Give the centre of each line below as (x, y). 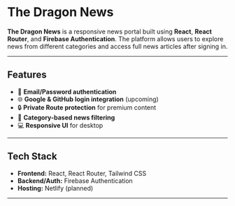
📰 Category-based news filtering (66, 117)
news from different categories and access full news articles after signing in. (117, 46)
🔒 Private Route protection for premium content (87, 107)
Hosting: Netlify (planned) (55, 188)
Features (27, 75)
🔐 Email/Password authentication (67, 91)
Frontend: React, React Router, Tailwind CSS (82, 173)
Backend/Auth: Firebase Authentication (75, 181)
